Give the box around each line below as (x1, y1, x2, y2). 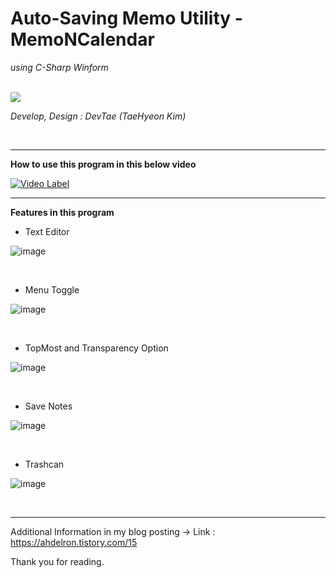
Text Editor (24, 225, 70, 237)
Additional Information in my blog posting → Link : (10, 525, 216, 537)
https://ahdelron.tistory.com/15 (10, 536, 138, 548)
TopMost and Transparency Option (24, 342, 169, 354)
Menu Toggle (24, 283, 80, 296)
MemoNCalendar (10, 28, 155, 51)
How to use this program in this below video (10, 158, 197, 170)
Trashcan (24, 458, 65, 470)
